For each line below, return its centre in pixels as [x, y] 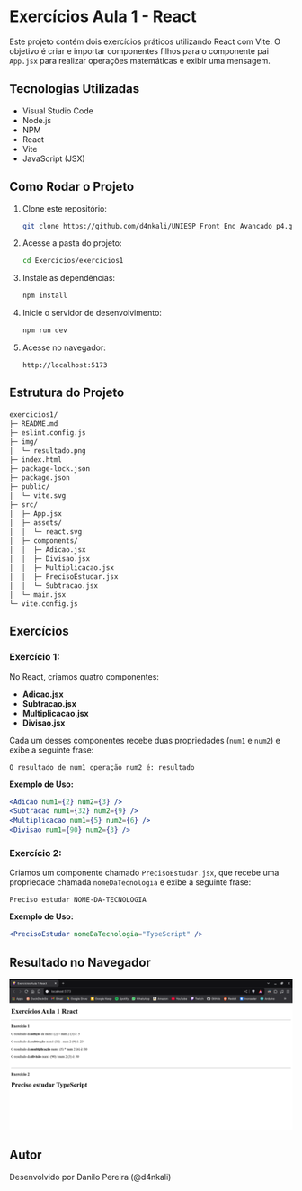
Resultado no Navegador [80, 962]
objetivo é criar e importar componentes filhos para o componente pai [139, 50]
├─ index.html [36, 460]
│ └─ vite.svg [38, 496]
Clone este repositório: [65, 208]
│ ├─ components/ [44, 541]
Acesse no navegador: [64, 347]
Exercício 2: [36, 853]
